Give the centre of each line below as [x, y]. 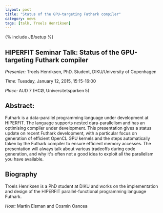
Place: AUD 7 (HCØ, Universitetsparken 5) [47, 91]
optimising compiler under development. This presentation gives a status [78, 128]
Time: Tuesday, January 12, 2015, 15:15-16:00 [51, 81]
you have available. [24, 159]
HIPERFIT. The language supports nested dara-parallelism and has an [75, 123]
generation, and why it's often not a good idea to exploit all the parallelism [79, 154]
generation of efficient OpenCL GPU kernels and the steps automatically [78, 138]
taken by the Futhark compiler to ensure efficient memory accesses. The [78, 143]
